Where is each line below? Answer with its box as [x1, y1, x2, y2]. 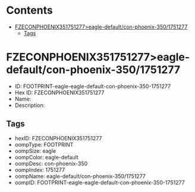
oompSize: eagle [14, 147, 56, 155]
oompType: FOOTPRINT [14, 141, 74, 148]
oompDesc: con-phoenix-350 [14, 160, 88, 167]
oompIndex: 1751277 [14, 166, 65, 173]
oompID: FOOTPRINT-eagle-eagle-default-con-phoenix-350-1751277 [14, 179, 185, 186]
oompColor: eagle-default [14, 153, 78, 160]
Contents [6, 4, 54, 17]
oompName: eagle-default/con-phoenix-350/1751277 [14, 172, 146, 180]
